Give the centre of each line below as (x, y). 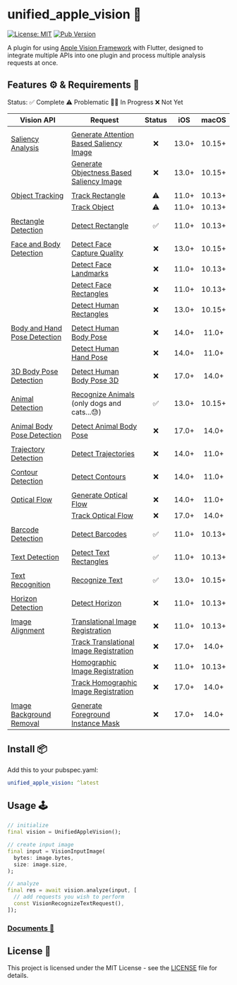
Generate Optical (100, 495)
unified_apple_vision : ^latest (53, 783)
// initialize (28, 826)
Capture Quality (97, 252)
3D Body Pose (35, 371)
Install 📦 (28, 749)
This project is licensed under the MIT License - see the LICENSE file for (112, 968)
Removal (25, 723)
